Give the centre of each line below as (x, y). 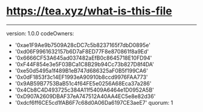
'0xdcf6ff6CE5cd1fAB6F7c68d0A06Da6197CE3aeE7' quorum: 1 (94, 102)
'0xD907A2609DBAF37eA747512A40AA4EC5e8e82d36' (85, 96)
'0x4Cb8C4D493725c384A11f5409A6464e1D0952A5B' (84, 90)
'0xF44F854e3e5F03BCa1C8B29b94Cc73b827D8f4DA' (84, 64)
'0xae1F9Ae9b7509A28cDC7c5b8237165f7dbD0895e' (83, 45)
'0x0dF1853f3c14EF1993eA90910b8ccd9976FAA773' (81, 77)
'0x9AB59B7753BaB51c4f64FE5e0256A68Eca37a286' (83, 83)
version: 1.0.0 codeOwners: (40, 33)
